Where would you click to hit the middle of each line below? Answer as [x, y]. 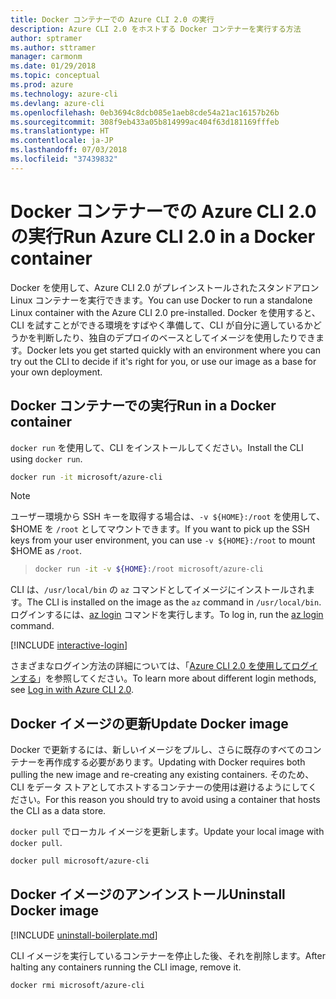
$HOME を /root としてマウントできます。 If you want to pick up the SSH [160, 529]
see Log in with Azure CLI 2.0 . [72, 690]
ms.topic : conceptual [55, 76]
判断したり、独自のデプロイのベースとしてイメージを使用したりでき [176, 337]
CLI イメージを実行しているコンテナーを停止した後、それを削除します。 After [168, 955]
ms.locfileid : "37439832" [64, 159]
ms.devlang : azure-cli [57, 103]
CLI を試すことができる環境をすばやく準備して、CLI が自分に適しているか [161, 325]
